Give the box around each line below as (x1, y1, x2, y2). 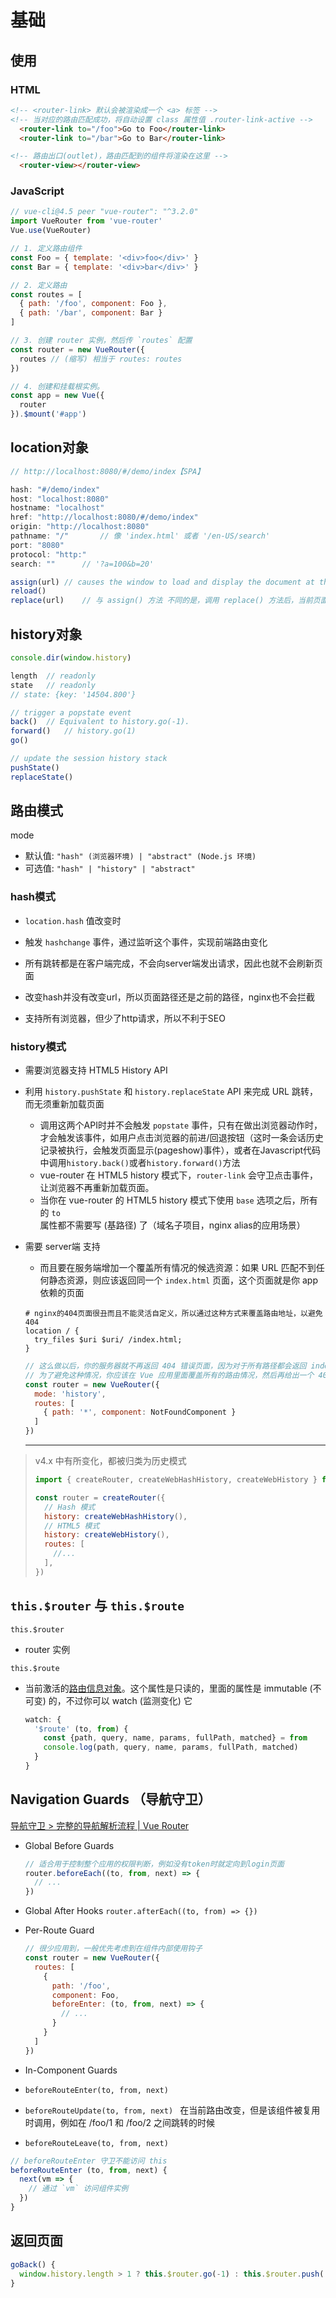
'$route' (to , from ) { (34, 1724, 129, 1734)
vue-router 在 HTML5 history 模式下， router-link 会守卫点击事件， (39, 1169, 318, 1181)
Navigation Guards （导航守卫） (10, 1791, 212, 1808)
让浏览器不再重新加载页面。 (39, 1182, 155, 1194)
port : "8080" (10, 540, 65, 550)
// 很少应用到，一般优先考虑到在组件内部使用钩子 (24, 1944, 203, 1954)
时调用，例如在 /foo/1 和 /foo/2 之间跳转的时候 (24, 2116, 216, 2128)
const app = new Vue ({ (10, 391, 105, 401)
